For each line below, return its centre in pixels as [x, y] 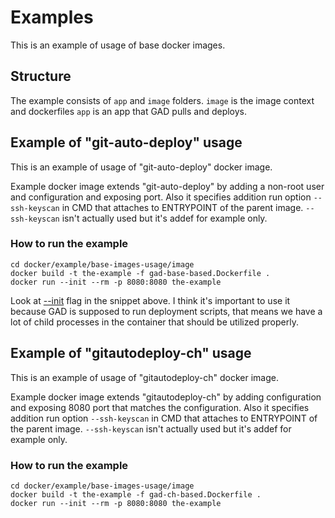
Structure [41, 76]
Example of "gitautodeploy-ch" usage [131, 353]
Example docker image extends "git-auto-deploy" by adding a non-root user [167, 186]
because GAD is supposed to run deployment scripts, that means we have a [166, 311]
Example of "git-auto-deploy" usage [126, 142]
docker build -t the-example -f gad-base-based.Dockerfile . [140, 273]
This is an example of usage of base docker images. [118, 45]
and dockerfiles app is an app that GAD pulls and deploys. [129, 111]
